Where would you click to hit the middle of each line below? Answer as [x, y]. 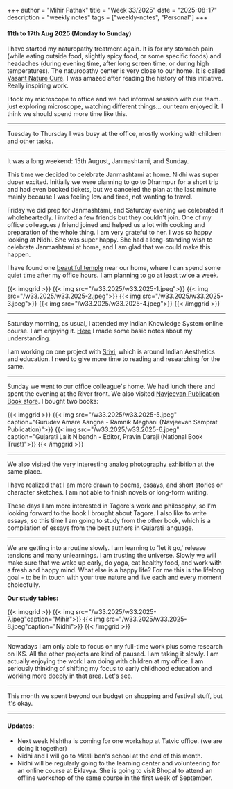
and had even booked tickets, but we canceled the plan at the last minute [112, 190]
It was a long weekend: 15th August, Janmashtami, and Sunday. [98, 161]
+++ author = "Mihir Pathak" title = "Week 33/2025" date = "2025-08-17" [112, 10]
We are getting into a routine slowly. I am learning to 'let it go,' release [107, 548]
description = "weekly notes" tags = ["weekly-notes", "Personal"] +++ [107, 17]
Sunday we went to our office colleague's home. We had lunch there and [111, 387]
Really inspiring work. [38, 85]
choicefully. [24, 585]
